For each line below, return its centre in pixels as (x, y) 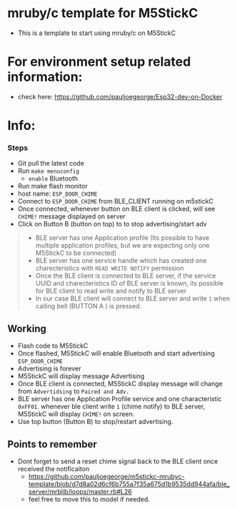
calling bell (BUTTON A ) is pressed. (89, 306)
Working (27, 329)
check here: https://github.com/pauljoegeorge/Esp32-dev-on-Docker (120, 96)
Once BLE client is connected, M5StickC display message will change (120, 384)
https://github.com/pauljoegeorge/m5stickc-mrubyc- (106, 476)
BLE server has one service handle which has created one (121, 261)
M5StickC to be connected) (76, 253)
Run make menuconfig (49, 171)
